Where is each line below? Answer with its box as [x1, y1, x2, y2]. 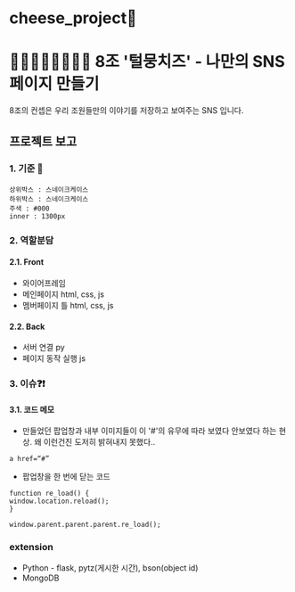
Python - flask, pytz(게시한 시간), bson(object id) [21, 562, 199, 573]
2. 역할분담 [9, 234, 54, 246]
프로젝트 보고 [9, 134, 78, 149]
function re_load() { [9, 489, 90, 498]
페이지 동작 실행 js [21, 353, 86, 364]
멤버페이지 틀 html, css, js [21, 300, 114, 310]
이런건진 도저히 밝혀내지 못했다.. [43, 437, 156, 448]
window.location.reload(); [9, 497, 110, 506]
